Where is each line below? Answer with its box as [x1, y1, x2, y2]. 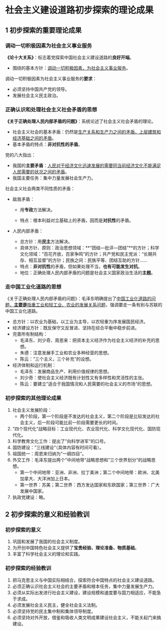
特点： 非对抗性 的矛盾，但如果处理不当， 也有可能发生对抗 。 [19, 264, 143, 270]
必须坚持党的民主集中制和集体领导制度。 [12, 608, 96, 614]
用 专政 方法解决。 [19, 207, 55, 213]
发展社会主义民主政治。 [12, 92, 61, 98]
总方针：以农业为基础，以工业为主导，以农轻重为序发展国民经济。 [12, 318, 148, 324]
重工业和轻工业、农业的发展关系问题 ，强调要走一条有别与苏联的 [31, 302, 163, 308]
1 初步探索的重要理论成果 [5, 26, 82, 34]
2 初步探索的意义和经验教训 [5, 510, 90, 519]
